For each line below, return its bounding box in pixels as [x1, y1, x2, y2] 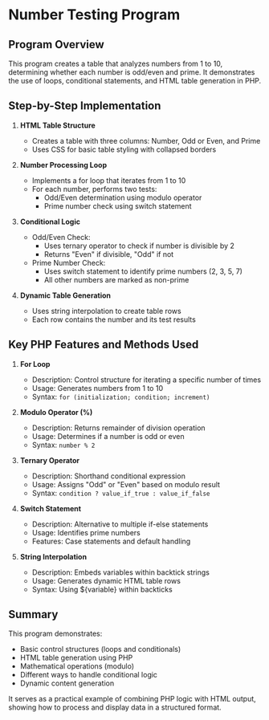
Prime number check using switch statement [43, 201, 192, 210]
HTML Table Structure [19, 120, 96, 130]
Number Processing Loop [19, 160, 108, 169]
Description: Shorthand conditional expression [31, 471, 186, 481]
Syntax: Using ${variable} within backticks [31, 584, 173, 594]
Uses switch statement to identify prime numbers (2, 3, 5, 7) [43, 266, 243, 276]
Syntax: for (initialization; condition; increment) [31, 392, 210, 401]
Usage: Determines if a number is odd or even [31, 431, 185, 441]
